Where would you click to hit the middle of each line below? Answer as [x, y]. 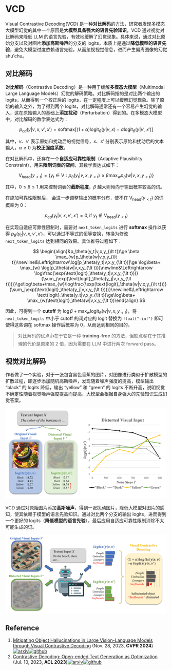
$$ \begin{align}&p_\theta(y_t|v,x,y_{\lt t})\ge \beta [86, 251]
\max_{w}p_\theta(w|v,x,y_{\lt [86, 257]
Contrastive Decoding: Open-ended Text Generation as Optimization [85, 657]
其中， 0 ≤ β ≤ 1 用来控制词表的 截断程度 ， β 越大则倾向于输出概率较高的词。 [85, 187]
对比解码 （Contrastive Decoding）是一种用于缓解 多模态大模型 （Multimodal [85, 87]
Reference [22, 628]
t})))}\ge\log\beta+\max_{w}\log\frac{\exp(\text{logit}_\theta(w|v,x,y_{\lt [82, 284]
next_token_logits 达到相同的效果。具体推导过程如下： [64, 241]
